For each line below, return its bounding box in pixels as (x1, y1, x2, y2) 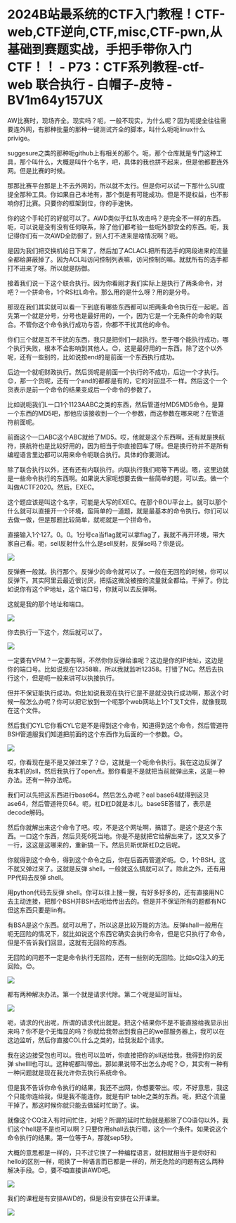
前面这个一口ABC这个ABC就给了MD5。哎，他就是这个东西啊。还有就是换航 (7, 433, 225, 441)
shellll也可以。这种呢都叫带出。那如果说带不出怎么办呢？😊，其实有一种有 (15, 1059, 229, 1068)
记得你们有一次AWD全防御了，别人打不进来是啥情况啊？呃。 (7, 231, 182, 240)
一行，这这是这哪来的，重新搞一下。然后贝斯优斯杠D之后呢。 (7, 840, 185, 849)
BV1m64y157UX (7, 92, 103, 108)
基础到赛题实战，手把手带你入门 (7, 41, 192, 58)
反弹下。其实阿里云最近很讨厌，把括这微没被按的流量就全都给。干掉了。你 (7, 576, 223, 584)
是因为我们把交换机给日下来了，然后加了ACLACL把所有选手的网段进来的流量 (7, 246, 228, 255)
